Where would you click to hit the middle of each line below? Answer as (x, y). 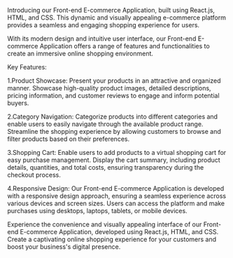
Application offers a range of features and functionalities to (125, 46)
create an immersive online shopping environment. (80, 53)
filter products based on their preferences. (69, 139)
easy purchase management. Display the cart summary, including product (114, 160)
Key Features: (27, 67)
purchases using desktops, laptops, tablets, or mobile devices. (97, 211)
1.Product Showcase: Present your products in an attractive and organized (114, 81)
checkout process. (34, 175)
